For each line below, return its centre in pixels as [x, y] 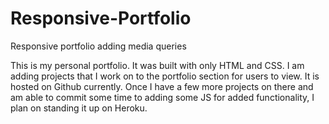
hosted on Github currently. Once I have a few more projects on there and [162, 86]
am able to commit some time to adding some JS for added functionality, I [162, 97]
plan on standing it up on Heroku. [79, 108]
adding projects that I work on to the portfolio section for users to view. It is [165, 76]
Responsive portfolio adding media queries [98, 46]
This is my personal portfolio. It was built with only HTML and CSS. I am [157, 65]
